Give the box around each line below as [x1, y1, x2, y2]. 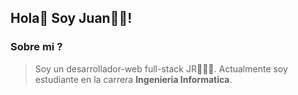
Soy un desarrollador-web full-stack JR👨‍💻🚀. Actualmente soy [34, 62, 288, 75]
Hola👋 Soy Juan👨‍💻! [10, 10, 133, 27]
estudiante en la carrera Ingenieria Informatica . [34, 73, 233, 85]
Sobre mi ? [10, 40, 63, 54]
